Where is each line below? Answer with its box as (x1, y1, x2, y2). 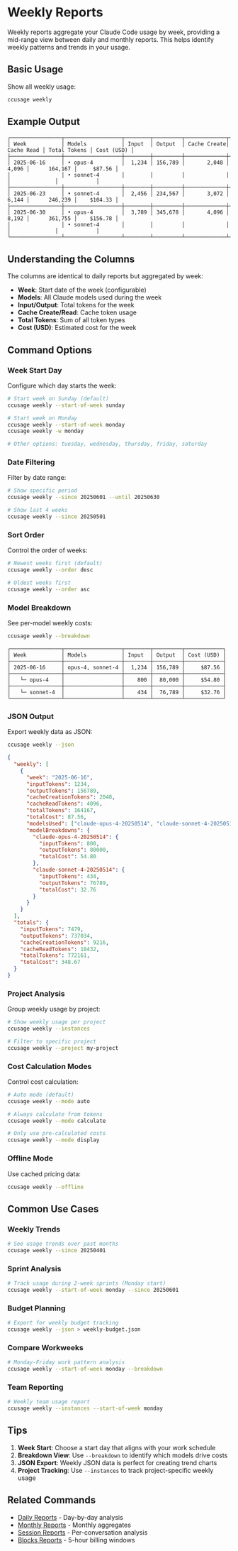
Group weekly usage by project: (7, 1005, 101, 1014)
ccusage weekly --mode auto (7, 1097, 91, 1105)
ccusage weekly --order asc (7, 586, 91, 593)
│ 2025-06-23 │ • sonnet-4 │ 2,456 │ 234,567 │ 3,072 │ (7, 190, 230, 197)
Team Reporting (7, 1382, 64, 1392)
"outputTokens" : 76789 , (38, 879, 110, 887)
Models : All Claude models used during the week (17, 293, 162, 302)
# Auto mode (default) (7, 1091, 74, 1098)
